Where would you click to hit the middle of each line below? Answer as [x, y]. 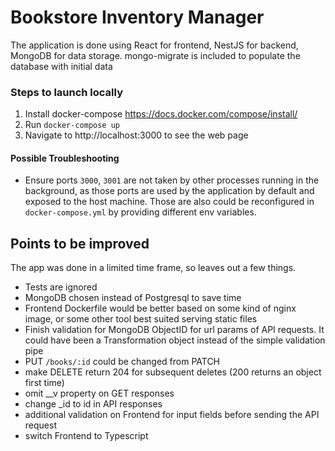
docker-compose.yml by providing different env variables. [140, 212]
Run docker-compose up [72, 125]
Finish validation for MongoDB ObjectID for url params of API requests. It [174, 330]
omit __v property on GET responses [99, 393]
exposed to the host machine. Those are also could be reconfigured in [169, 202]
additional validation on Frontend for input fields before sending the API [172, 415]
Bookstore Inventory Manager [137, 17]
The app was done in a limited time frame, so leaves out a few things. [153, 268]
